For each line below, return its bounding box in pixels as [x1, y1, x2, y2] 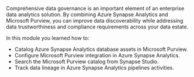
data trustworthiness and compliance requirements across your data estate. [6, 23, 189, 30]
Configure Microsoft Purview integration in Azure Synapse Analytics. [14, 52, 180, 58]
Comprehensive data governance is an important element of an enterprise [6, 5, 185, 12]
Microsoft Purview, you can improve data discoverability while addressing [6, 17, 183, 24]
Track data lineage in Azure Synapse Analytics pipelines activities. [14, 64, 174, 71]
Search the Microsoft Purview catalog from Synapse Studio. [14, 58, 159, 65]
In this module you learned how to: [6, 35, 89, 41]
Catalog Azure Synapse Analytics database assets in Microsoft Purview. [14, 46, 188, 53]
